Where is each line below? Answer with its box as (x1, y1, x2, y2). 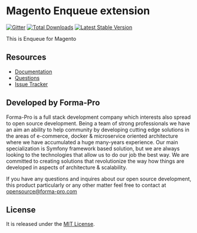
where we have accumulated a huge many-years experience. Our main (6, 138, 178, 145)
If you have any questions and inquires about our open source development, (6, 175, 192, 182)
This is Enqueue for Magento (6, 35, 77, 42)
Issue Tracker (14, 80, 48, 88)
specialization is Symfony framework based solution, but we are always (6, 145, 180, 152)
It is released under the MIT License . (6, 221, 96, 228)
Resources (6, 52, 47, 63)
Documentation (14, 68, 52, 75)
